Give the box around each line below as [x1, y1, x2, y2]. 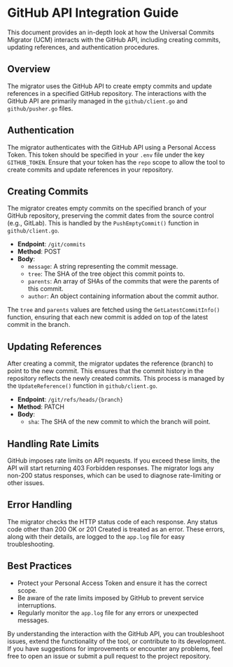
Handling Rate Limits [7, 437, 99, 449]
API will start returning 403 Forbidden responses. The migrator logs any [7, 464, 215, 472]
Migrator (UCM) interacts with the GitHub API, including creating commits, [7, 35, 221, 43]
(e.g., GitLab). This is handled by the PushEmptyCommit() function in [7, 219, 199, 227]
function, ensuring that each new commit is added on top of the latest [7, 313, 209, 321]
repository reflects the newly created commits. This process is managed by [7, 374, 225, 383]
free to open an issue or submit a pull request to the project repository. [7, 652, 211, 660]
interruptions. [17, 601, 57, 610]
